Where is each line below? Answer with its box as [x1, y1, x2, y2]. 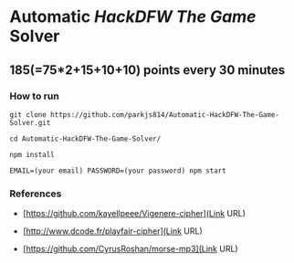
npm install [9, 150, 55, 159]
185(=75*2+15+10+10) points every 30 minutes [9, 62, 286, 78]
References [9, 187, 62, 200]
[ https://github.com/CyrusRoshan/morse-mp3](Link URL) [22, 244, 239, 255]
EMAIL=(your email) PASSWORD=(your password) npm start [9, 166, 226, 175]
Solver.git [9, 118, 51, 127]
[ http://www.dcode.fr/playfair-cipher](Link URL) [22, 226, 203, 237]
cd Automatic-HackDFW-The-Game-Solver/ [9, 134, 162, 143]
